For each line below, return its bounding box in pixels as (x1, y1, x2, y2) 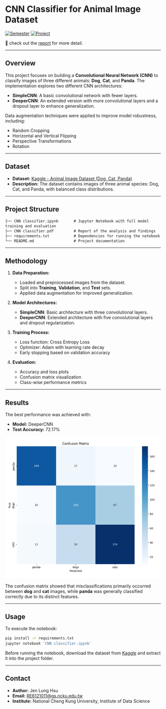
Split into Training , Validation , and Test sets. (19, 285, 112, 291)
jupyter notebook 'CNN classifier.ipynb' (5, 641, 92, 646)
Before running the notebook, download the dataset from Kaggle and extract (5, 650, 161, 656)
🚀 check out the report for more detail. (5, 40, 83, 46)
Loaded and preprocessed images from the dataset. (19, 279, 126, 286)
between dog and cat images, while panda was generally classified (5, 588, 143, 594)
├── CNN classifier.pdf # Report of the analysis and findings (5, 229, 156, 234)
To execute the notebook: (5, 626, 57, 632)
